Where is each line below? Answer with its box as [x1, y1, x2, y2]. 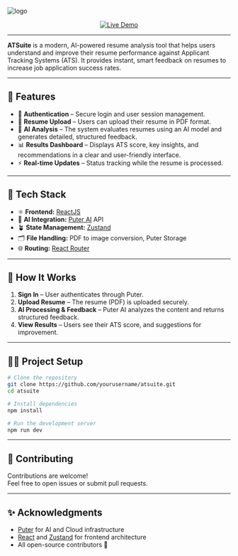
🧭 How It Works [7, 272, 76, 284]
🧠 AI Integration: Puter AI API [17, 215, 104, 223]
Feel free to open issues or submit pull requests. [7, 479, 148, 488]
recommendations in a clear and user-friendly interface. [17, 150, 181, 159]
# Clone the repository [7, 374, 78, 382]
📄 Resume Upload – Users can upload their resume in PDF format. [17, 117, 211, 126]
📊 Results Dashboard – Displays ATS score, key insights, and [17, 140, 199, 149]
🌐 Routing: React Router [17, 244, 90, 252]
